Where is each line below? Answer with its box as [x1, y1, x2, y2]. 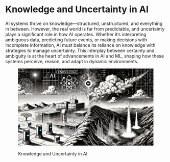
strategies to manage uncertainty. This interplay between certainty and [5, 47, 155, 53]
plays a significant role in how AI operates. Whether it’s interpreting [5, 31, 147, 37]
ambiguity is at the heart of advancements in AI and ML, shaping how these [5, 52, 164, 59]
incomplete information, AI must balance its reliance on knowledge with [5, 42, 156, 48]
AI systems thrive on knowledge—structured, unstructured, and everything [5, 20, 163, 26]
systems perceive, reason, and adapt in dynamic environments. [5, 58, 139, 64]
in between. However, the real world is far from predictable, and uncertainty [5, 25, 165, 32]
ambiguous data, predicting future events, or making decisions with [5, 37, 147, 43]
